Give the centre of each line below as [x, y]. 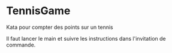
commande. [21, 45]
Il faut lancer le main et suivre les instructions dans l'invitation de [86, 38]
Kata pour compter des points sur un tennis [60, 27]
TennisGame [38, 11]
